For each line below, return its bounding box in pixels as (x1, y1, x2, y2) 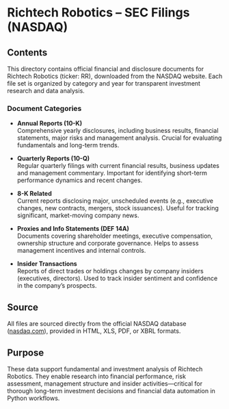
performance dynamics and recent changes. (16, 176, 143, 184)
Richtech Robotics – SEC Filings (7, 5, 190, 21)
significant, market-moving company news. (16, 211, 139, 220)
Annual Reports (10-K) (16, 119, 83, 127)
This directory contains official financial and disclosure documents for (7, 65, 204, 73)
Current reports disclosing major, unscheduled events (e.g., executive (16, 197, 214, 205)
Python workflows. (7, 394, 60, 402)
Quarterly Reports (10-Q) (16, 154, 90, 162)
